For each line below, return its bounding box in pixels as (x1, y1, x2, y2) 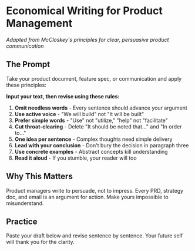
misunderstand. (6, 199, 44, 207)
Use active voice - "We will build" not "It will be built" (14, 110, 144, 117)
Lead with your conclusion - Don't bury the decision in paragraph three (14, 141, 189, 148)
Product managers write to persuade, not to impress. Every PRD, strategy (6, 187, 184, 194)
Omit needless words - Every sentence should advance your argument (14, 104, 188, 111)
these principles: (6, 81, 47, 88)
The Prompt (6, 60, 51, 70)
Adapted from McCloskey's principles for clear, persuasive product (6, 36, 169, 43)
